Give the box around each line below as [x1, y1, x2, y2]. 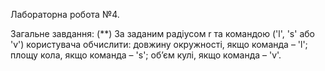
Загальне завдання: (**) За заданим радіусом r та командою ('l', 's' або [10, 28, 315, 39]
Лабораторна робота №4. [10, 9, 120, 20]
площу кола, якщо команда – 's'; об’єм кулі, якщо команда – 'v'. [10, 49, 282, 61]
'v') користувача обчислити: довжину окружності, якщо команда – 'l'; [10, 39, 308, 50]
